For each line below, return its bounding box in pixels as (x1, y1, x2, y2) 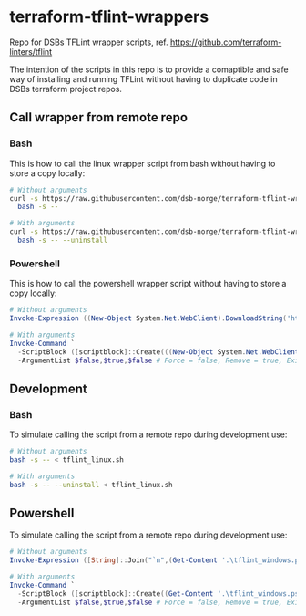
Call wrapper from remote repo (9, 110, 189, 125)
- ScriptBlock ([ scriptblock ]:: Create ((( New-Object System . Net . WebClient (17, 347, 300, 357)
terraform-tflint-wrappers (9, 6, 209, 27)
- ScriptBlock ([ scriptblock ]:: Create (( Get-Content (17, 589, 214, 599)
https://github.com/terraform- (169, 37, 282, 47)
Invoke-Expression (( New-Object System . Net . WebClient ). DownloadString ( (9, 314, 287, 323)
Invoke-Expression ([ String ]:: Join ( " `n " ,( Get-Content (9, 556, 219, 565)
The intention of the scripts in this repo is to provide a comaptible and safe (9, 64, 289, 75)
